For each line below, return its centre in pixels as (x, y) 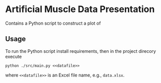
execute (14, 56)
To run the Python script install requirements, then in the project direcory (80, 51)
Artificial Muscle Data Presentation (80, 9)
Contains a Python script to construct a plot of (53, 23)
